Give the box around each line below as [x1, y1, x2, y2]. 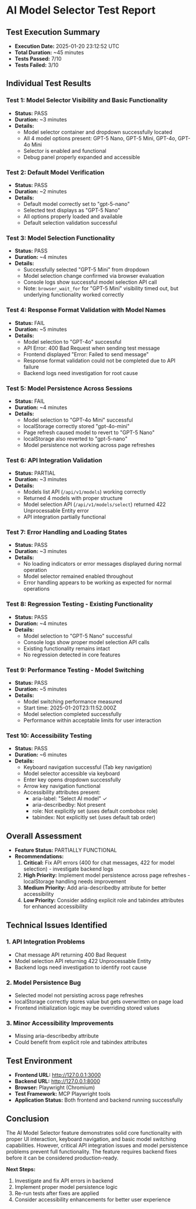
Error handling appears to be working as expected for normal [23, 579, 172, 586]
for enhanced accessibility [23, 903, 88, 910]
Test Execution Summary [6, 27, 100, 37]
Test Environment [6, 1056, 72, 1066]
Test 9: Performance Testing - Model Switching [6, 666, 144, 674]
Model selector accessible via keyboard [23, 770, 120, 777]
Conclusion [6, 1113, 49, 1123]
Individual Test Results [6, 78, 91, 88]
